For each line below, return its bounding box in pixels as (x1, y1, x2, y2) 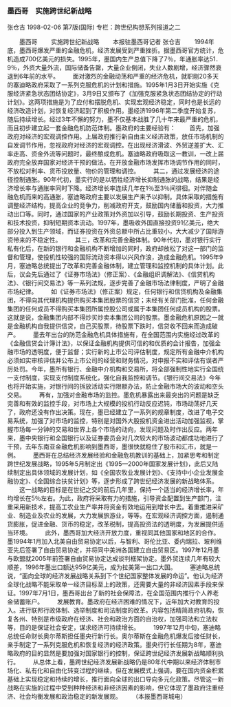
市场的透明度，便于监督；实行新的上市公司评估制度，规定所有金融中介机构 (12, 348, 224, 356)
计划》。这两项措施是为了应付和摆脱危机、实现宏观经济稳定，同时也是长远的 (7, 98, 221, 106)
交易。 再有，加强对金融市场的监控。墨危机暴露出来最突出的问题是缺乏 (7, 391, 220, 399)
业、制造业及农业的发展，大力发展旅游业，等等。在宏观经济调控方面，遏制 (7, 511, 218, 520)
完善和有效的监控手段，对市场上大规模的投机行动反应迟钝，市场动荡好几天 (7, 400, 218, 408)
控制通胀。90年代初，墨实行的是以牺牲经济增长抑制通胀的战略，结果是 (12, 176, 214, 184)
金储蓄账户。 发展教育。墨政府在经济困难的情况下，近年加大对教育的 (7, 597, 214, 606)
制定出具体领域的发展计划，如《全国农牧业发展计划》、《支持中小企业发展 (12, 469, 218, 477)
